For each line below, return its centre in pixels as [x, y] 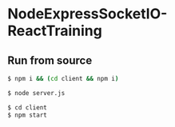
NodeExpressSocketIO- [87, 14]
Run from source [50, 60]
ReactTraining [55, 31]
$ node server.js [36, 93]
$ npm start [27, 115]
